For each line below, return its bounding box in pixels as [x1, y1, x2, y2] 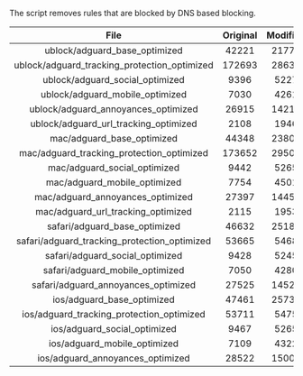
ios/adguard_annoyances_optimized [37, 352, 191, 364]
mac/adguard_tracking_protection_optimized [19, 147, 209, 159]
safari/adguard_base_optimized [46, 220, 181, 233]
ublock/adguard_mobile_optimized [40, 88, 188, 100]
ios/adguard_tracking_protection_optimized [22, 308, 206, 320]
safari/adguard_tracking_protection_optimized [16, 234, 212, 247]
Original [222, 29, 258, 41]
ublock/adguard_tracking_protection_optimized [14, 59, 214, 71]
